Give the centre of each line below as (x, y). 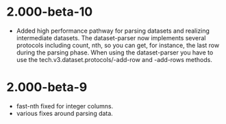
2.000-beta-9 (47, 88)
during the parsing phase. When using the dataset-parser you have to (115, 52)
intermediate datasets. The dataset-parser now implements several (111, 37)
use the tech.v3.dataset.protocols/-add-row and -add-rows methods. (114, 59)
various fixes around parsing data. (65, 113)
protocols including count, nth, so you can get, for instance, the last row (118, 45)
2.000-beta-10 (50, 12)
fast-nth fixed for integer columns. (65, 106)
